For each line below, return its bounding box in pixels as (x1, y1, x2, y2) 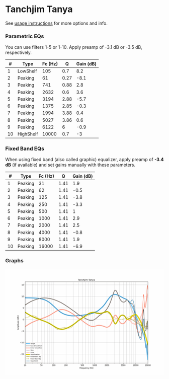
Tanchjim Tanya (5, 4, 73, 15)
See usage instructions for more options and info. (5, 20, 108, 26)
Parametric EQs (5, 33, 44, 40)
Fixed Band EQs (5, 145, 44, 152)
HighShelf (17, 131, 38, 137)
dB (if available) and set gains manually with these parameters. (5, 162, 136, 168)
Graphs (5, 257, 24, 264)
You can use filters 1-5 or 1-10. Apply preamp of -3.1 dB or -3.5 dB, (5, 44, 142, 50)
